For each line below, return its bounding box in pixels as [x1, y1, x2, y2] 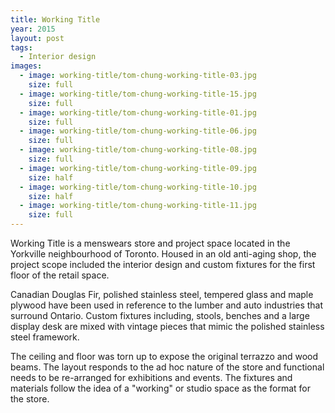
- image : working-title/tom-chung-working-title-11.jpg [19, 201, 257, 211]
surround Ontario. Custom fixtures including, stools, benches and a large [10, 310, 310, 321]
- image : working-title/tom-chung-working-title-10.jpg [19, 182, 257, 192]
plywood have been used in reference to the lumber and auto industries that [10, 299, 324, 311]
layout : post [10, 33, 65, 43]
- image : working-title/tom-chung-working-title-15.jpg [19, 89, 257, 99]
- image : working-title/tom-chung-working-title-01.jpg [19, 107, 257, 118]
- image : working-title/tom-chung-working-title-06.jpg [19, 126, 257, 136]
